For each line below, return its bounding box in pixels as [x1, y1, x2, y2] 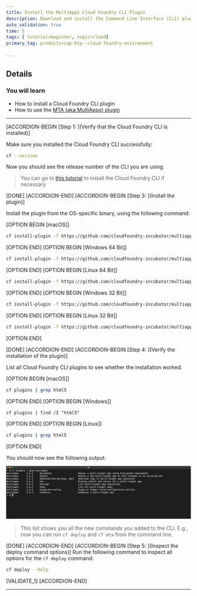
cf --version [6, 153, 38, 158]
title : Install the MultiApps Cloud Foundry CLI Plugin [6, 9, 145, 15]
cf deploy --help [6, 567, 49, 573]
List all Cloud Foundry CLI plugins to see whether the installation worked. [6, 364, 183, 371]
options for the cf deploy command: [6, 555, 94, 562]
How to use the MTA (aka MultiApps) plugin [14, 106, 120, 113]
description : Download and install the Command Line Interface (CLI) [6, 15, 180, 22]
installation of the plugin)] [6, 352, 68, 359]
